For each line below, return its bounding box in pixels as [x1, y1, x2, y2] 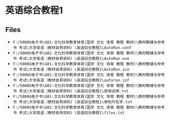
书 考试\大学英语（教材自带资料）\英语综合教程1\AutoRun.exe [12, 56, 130, 61]
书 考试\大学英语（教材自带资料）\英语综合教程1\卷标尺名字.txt [12, 100, 133, 105]
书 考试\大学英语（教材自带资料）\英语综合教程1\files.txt [12, 110, 125, 115]
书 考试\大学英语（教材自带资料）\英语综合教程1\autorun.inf [12, 78, 130, 83]
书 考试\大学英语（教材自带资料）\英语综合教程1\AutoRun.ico [12, 67, 130, 72]
